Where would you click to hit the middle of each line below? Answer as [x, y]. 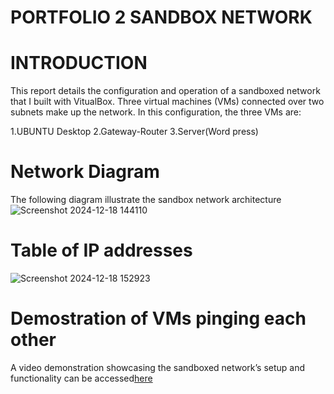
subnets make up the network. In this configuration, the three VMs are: [156, 112]
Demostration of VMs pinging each [158, 318]
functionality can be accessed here [81, 378]
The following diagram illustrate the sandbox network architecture [146, 200]
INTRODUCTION [79, 63]
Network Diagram [85, 172]
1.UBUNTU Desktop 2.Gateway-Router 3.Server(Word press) [134, 132]
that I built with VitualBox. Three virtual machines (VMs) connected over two [167, 102]
